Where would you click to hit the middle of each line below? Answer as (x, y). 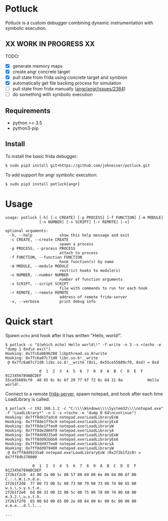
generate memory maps (38, 66)
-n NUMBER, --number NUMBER (39, 275)
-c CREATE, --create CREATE (39, 240)
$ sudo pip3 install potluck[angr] (43, 184)
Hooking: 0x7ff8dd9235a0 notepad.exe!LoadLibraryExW (62, 435)
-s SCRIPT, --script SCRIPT (39, 284)
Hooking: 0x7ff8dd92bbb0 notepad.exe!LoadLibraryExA (62, 439)
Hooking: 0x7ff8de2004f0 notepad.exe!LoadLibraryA (60, 430)
